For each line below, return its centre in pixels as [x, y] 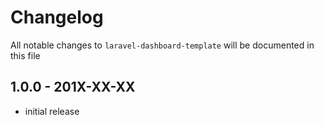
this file [25, 55]
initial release [52, 111]
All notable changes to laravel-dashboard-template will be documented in [162, 45]
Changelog [57, 17]
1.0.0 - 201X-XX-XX [73, 87]
